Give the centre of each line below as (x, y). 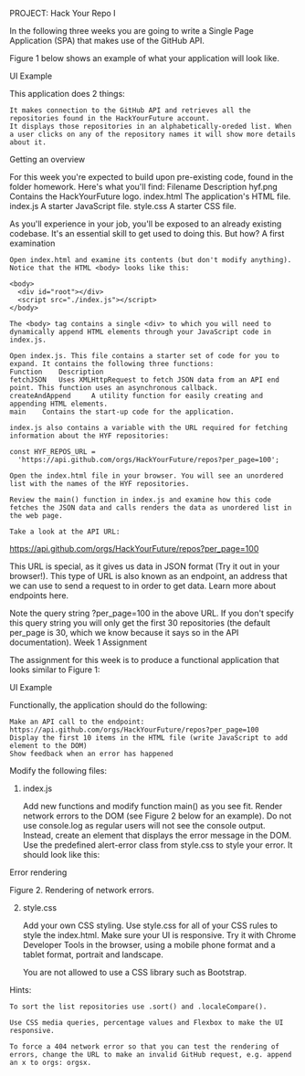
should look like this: (61, 854)
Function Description (57, 372)
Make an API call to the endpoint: (77, 722)
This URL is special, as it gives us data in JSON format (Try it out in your (145, 566)
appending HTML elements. (58, 404)
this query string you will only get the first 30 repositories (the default (140, 623)
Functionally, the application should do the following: (109, 705)
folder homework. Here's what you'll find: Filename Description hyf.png (144, 187)
